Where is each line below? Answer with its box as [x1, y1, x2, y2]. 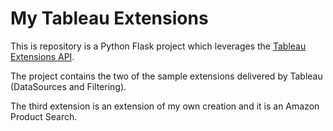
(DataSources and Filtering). [10, 80, 127, 92]
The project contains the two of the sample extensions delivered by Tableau [10, 70, 323, 82]
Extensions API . [10, 50, 75, 62]
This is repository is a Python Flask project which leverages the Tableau [10, 40, 307, 52]
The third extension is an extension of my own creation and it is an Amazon [10, 100, 320, 112]
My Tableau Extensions [10, 7, 209, 30]
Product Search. [10, 110, 78, 122]
